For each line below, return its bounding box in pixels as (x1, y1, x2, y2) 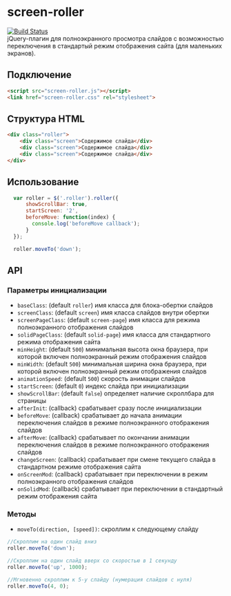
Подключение (7, 69, 72, 81)
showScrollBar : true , (25, 201, 88, 208)
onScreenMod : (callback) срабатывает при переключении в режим (17, 470, 208, 478)
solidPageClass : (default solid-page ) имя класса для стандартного (17, 330, 211, 339)
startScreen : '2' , (25, 207, 79, 214)
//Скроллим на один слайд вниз (7, 539, 97, 546)
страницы (17, 397, 47, 405)
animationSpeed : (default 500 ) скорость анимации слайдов (17, 375, 186, 383)
